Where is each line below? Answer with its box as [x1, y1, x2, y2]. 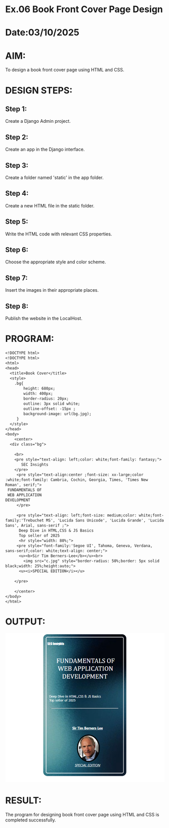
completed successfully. [5, 817, 57, 823]
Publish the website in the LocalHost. [5, 316, 82, 321]
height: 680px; [23, 386, 56, 391]
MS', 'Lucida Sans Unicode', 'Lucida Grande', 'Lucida [46, 517, 164, 523]
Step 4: [5, 189, 29, 198]
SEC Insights [21, 462, 49, 467]
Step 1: [5, 105, 27, 113]
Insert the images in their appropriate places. [5, 287, 99, 293]
